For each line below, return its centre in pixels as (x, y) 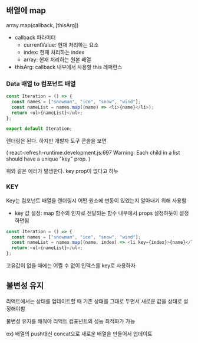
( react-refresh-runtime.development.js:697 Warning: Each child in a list (93, 153)
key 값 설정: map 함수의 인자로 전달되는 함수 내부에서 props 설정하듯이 (96, 213)
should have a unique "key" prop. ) (48, 159)
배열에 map (26, 11)
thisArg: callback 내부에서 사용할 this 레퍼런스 (68, 67)
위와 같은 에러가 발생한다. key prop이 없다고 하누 (62, 171)
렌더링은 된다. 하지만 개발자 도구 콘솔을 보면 (57, 141)
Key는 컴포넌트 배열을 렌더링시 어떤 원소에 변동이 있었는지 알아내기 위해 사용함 (96, 200)
